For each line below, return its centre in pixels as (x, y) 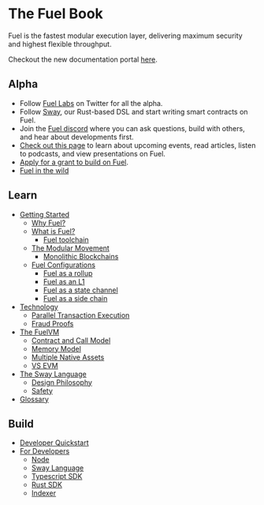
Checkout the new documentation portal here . (83, 59)
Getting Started (44, 214)
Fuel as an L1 (64, 281)
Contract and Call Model (71, 340)
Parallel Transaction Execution (80, 315)
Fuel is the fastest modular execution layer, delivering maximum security (125, 36)
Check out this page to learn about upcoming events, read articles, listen (138, 145)
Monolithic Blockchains (81, 256)
